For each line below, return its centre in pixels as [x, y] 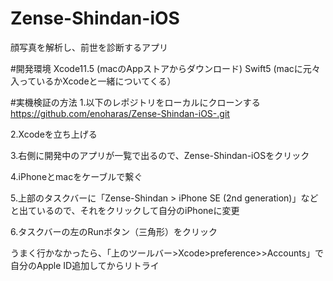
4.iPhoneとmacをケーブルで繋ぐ [76, 176]
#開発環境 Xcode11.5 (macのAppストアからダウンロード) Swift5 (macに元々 [165, 68]
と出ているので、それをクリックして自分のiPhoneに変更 [125, 210]
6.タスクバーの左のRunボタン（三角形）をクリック [114, 231]
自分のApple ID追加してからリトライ [85, 265]
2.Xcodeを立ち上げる [54, 134]
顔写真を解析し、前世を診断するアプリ [89, 47]
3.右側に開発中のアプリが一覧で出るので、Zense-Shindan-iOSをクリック [160, 155]
